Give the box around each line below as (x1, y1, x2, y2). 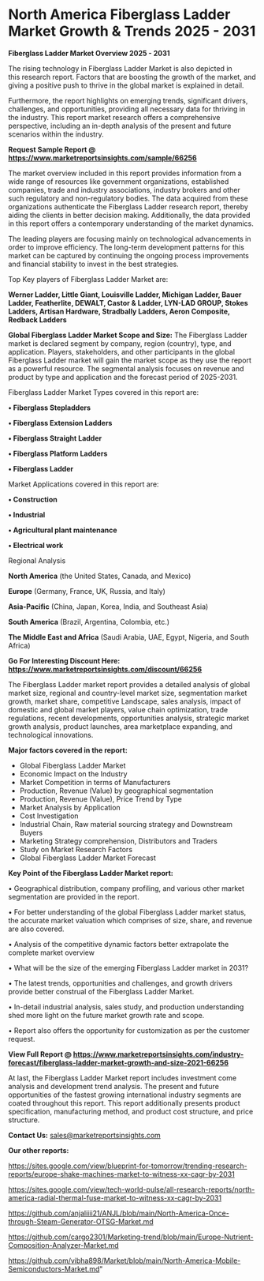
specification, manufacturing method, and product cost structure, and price (8, 1106, 254, 1116)
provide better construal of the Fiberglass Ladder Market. (8, 986, 195, 996)
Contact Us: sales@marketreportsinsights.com (8, 1130, 162, 1140)
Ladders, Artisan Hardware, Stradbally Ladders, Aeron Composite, (8, 306, 230, 316)
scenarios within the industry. (8, 129, 104, 139)
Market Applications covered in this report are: (8, 479, 159, 489)
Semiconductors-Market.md (8, 1264, 100, 1273)
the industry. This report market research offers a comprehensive (8, 112, 221, 122)
